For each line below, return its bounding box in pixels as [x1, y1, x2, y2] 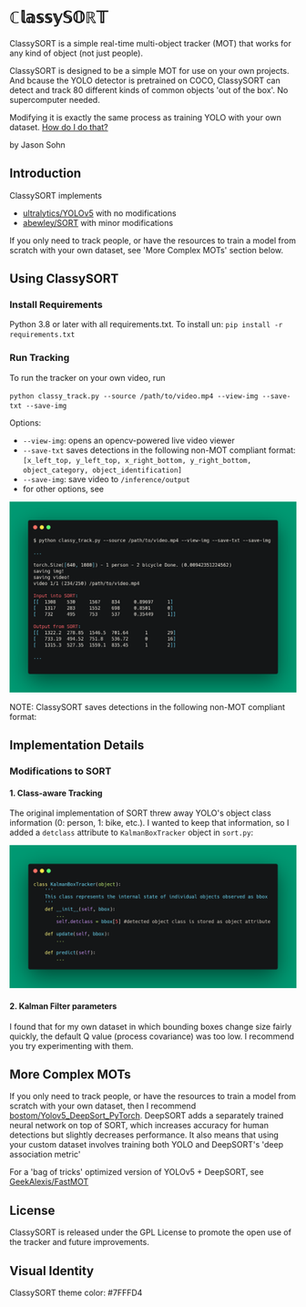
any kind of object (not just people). [9, 47, 144, 58]
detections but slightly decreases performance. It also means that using [9, 1129, 280, 1140]
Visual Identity [9, 1263, 94, 1279]
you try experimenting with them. [9, 1040, 134, 1051]
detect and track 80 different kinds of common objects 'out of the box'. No [9, 84, 289, 96]
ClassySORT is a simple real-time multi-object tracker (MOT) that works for [9, 37, 291, 48]
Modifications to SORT [9, 765, 112, 777]
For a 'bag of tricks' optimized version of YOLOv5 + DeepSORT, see [9, 1167, 264, 1178]
